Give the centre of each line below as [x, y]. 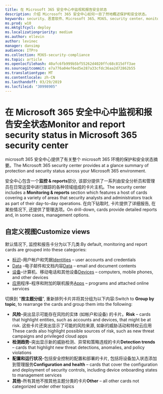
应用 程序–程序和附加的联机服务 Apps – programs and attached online [80, 283]
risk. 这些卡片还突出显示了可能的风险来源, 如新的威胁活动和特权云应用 [82, 326]
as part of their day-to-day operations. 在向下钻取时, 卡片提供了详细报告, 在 [81, 204]
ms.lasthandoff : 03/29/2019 [33, 82]
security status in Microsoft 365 [71, 135]
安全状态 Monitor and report [69, 124]
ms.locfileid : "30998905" [31, 86]
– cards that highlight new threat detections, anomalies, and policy [78, 347]
